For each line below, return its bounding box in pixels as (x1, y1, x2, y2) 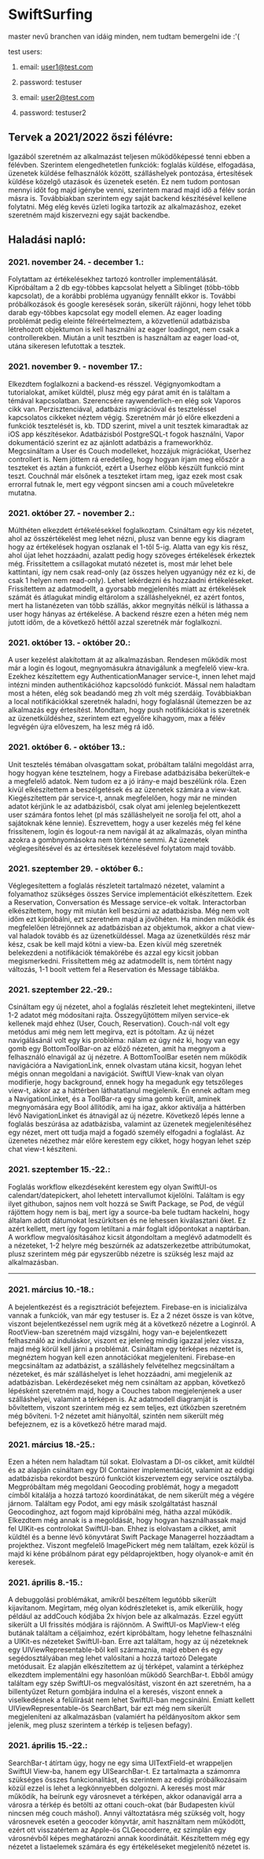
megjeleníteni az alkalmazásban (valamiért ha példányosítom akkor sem (8, 1712, 241, 1722)
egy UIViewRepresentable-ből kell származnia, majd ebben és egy (8, 1645, 223, 1655)
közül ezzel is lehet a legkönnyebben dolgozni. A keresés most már (8, 1783, 225, 1793)
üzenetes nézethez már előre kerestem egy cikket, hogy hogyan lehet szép (8, 1136, 251, 1145)
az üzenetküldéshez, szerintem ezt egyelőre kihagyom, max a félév (8, 714, 226, 723)
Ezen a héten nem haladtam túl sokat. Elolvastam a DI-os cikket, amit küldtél (8, 1457, 255, 1467)
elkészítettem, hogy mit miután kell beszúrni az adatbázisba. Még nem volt (8, 906, 250, 915)
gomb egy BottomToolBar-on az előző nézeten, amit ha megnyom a (8, 1044, 226, 1053)
